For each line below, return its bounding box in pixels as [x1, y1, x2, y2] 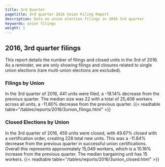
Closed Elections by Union [5, 119, 69, 126]
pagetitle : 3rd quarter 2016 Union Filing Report [5, 12, 109, 17]
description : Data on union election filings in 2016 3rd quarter [5, 16, 144, 21]
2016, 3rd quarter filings [5, 44, 81, 52]
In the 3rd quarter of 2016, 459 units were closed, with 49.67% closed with [5, 130, 157, 136]
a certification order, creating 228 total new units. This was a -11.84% [5, 135, 146, 141]
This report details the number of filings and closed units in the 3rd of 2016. [5, 57, 159, 63]
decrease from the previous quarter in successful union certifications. [5, 140, 147, 146]
